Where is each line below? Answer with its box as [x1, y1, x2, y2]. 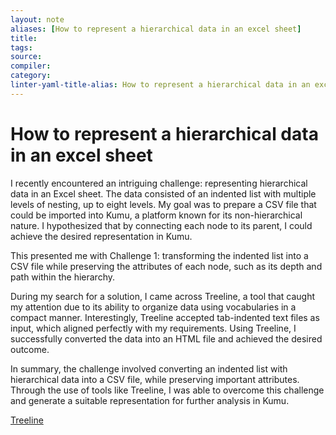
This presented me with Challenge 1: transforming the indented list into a [10, 249, 309, 261]
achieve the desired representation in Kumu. [10, 230, 193, 242]
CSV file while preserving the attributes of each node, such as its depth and [10, 260, 323, 272]
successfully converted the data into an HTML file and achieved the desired [10, 332, 323, 345]
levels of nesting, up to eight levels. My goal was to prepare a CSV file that [10, 198, 317, 210]
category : [10, 71, 52, 81]
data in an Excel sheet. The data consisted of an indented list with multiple [10, 187, 317, 200]
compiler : [10, 61, 52, 71]
